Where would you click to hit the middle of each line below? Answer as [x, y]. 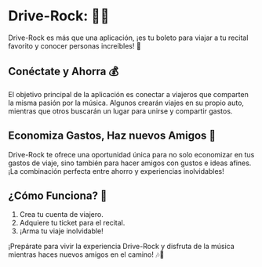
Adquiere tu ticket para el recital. [72, 223]
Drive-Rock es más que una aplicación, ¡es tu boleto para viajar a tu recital [128, 38]
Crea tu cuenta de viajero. [61, 215]
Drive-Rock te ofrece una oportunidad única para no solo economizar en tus [131, 154]
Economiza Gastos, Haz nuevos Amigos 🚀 [112, 136]
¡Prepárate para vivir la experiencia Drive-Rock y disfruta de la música [122, 247]
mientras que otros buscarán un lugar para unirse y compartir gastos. [120, 111]
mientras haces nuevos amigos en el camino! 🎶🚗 [86, 254]
